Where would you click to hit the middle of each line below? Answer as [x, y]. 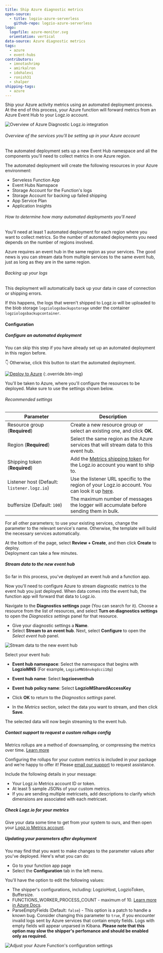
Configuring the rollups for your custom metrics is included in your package [81, 759]
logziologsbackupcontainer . [33, 313]
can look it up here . [92, 491]
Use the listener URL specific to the [110, 478]
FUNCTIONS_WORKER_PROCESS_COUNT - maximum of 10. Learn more [84, 900]
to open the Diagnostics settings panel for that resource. [61, 616]
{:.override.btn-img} [63, 374]
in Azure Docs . [27, 905]
